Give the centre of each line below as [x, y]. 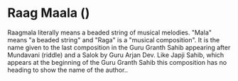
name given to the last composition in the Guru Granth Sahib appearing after [119, 47]
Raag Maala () [49, 13]
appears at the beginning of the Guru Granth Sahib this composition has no [117, 62]
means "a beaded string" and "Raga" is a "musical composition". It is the [114, 39]
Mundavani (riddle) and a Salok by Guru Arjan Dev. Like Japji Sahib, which [116, 55]
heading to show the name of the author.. [67, 70]
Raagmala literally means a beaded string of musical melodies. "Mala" [109, 32]
